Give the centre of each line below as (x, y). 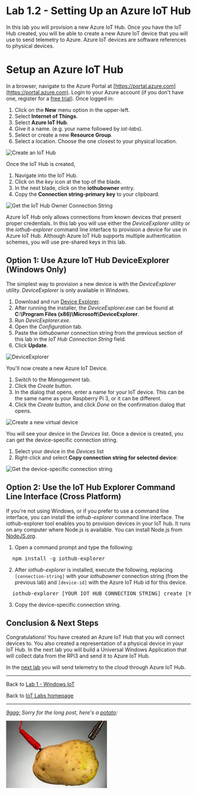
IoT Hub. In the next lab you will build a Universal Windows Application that (96, 650)
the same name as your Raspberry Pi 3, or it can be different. (88, 398)
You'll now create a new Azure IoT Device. (57, 368)
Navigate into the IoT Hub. (46, 175)
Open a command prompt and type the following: (74, 547)
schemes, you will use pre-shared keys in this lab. (67, 242)
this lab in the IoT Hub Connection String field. (70, 339)
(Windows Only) (36, 270)
